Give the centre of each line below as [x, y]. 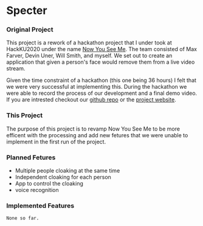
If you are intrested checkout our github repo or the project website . [91, 100]
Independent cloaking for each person [63, 177]
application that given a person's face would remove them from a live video [101, 62]
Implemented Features [40, 206]
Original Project [30, 30]
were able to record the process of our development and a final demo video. [102, 93]
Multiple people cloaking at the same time [67, 171]
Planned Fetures [31, 157]
